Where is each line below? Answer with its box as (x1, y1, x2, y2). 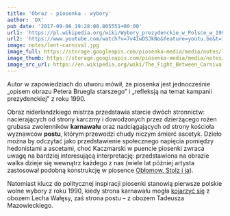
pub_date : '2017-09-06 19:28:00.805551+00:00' (7, 23, 142, 29)
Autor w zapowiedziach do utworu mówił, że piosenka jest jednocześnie (7, 80, 211, 88)
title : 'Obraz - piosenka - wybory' (7, 10, 112, 17)
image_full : (7, 49, 41, 56)
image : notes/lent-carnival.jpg (7, 42, 99, 49)
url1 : (7, 29, 23, 36)
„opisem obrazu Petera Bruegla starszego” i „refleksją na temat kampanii (7, 87, 212, 95)
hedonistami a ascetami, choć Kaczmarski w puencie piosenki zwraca (7, 144, 205, 152)
